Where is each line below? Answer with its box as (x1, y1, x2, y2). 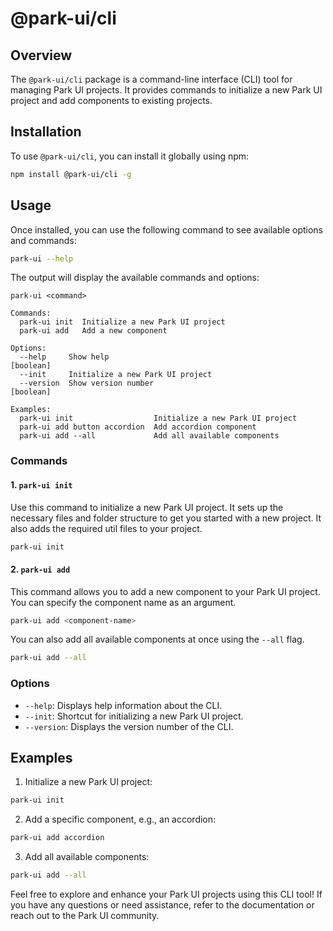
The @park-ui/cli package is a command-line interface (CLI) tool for (10, 73, 293, 85)
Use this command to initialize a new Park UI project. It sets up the (10, 501, 284, 513)
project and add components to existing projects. (10, 95, 213, 106)
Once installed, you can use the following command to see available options (10, 223, 323, 236)
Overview (10, 47, 73, 64)
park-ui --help (10, 253, 74, 264)
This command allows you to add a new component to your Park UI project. (10, 585, 321, 597)
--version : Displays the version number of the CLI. (24, 720, 234, 732)
